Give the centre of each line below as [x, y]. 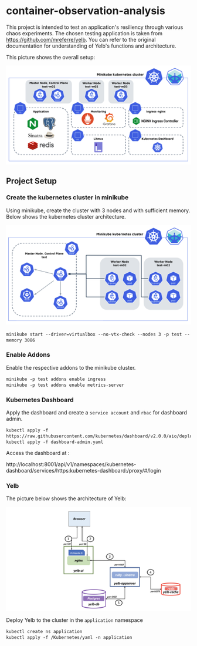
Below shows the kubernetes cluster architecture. [66, 216]
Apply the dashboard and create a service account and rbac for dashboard [97, 413]
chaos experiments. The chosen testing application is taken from [84, 33]
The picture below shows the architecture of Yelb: [66, 498]
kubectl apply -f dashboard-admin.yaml [55, 442]
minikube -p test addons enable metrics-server [65, 385]
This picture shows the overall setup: [51, 57]
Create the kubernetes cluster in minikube [67, 198]
